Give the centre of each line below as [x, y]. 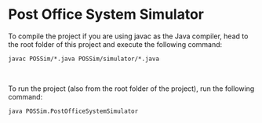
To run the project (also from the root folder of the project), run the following [131, 89]
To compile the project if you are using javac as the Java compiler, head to [128, 36]
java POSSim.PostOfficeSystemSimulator [73, 111]
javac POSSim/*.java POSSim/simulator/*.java [84, 59]
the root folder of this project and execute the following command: [115, 44]
